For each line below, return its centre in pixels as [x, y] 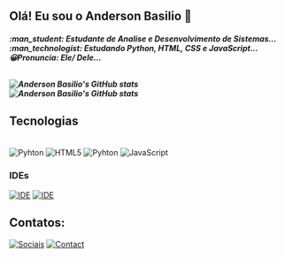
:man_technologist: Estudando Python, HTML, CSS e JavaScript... [134, 48]
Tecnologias [44, 121]
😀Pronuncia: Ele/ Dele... [55, 57]
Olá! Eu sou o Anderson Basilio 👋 [100, 16]
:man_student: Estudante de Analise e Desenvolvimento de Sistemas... [143, 38]
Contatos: [37, 223]
